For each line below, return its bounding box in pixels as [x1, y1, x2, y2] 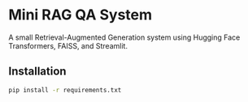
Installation [8, 65, 67, 79]
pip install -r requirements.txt [8, 86, 122, 94]
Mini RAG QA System [8, 6, 153, 24]
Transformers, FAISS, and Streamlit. [8, 40, 128, 50]
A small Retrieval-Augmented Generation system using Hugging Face [8, 32, 241, 42]
